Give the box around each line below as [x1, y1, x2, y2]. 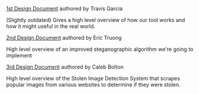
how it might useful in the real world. [6, 23, 96, 30]
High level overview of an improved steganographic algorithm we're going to [6, 46, 194, 53]
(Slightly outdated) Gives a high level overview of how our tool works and [6, 17, 185, 23]
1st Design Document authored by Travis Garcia [6, 5, 123, 12]
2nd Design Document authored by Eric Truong [6, 34, 122, 41]
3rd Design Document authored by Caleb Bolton [6, 63, 124, 70]
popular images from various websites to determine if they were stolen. [6, 81, 181, 88]
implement [6, 52, 33, 59]
